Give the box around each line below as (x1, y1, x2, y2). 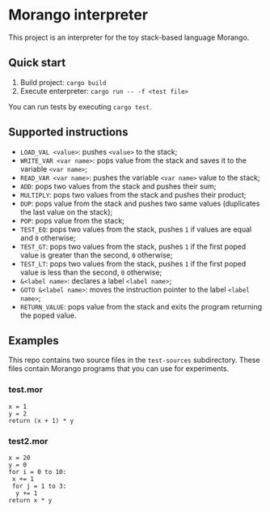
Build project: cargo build (19, 77, 107, 87)
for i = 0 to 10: (8, 467, 67, 476)
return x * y (8, 496, 53, 504)
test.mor (8, 384, 43, 395)
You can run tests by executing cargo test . (8, 101, 152, 111)
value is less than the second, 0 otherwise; (19, 267, 162, 277)
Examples (8, 334, 59, 348)
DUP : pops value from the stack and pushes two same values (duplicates (19, 198, 260, 208)
